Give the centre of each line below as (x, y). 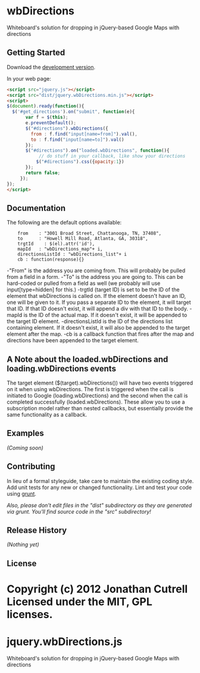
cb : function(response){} (51, 260)
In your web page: (29, 78)
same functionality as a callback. (47, 414)
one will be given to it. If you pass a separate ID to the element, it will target (99, 302)
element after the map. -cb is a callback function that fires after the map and (100, 334)
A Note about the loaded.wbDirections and (87, 359)
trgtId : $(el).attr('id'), (56, 244)
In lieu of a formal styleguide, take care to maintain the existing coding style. (100, 481)
